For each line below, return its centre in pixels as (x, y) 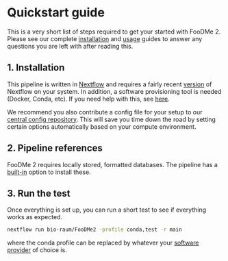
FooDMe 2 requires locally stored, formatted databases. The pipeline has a (112, 164)
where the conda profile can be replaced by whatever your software (103, 243)
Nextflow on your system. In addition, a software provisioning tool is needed (114, 91)
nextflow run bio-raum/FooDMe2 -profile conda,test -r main (95, 230)
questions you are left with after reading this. (70, 46)
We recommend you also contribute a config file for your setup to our (105, 112)
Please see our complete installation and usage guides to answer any (105, 38)
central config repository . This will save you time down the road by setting (111, 119)
